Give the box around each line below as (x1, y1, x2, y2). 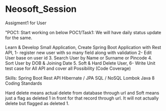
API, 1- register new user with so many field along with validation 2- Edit (5, 50, 152, 55)
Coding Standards (5, 80, 42, 86)
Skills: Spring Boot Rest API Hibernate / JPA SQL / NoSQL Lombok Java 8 (5, 75, 155, 81)
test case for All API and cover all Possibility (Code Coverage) (5, 65, 131, 71)
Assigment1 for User (5, 20, 47, 26)
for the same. (5, 35, 33, 41)
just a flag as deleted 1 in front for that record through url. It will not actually (5, 95, 159, 101)
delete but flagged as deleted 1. (5, 100, 69, 106)
